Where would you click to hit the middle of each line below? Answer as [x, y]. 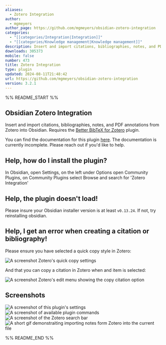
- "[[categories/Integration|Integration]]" [56, 38]
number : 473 [17, 60]
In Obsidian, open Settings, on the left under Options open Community [77, 172]
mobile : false [20, 56]
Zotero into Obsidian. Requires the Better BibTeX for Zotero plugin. [72, 130]
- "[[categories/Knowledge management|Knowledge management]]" [76, 42]
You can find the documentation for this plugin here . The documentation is [81, 140]
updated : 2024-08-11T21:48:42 [36, 74]
